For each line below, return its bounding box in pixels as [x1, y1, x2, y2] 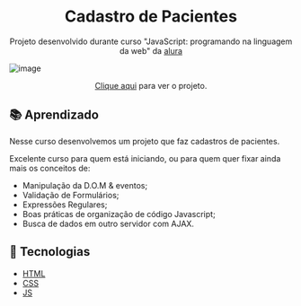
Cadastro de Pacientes [64, 6, 238, 27]
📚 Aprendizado [9, 108, 99, 123]
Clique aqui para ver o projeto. [94, 80, 208, 91]
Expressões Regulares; [22, 199, 108, 210]
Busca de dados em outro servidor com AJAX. [22, 218, 195, 229]
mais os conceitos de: [9, 162, 91, 173]
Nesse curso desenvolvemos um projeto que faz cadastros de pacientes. [9, 136, 280, 146]
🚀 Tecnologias [9, 244, 91, 259]
